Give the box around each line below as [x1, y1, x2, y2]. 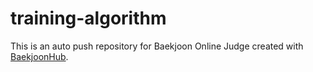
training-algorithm [10, 7, 167, 30]
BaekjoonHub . [10, 50, 69, 62]
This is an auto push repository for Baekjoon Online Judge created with [10, 40, 304, 52]
